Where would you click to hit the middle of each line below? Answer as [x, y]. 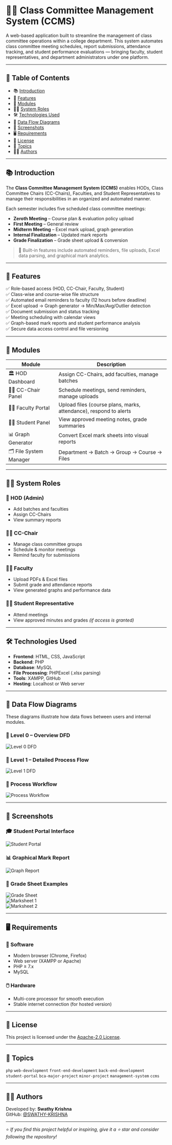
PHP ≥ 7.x [23, 967]
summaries [72, 426]
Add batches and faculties [41, 509]
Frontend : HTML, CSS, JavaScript [49, 656]
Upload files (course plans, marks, [100, 405]
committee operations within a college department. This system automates [84, 41]
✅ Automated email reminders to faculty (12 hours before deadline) [76, 300]
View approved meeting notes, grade [103, 420]
